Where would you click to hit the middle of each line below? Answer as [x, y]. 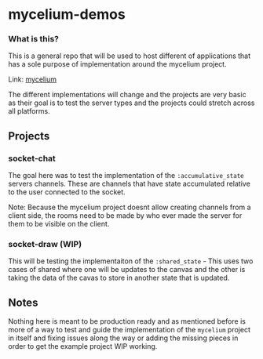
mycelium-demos [67, 15]
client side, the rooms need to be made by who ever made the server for [125, 216]
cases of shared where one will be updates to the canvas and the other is [127, 270]
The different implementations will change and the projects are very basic [127, 95]
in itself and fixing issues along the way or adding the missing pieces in [123, 338]
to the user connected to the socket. [67, 192]
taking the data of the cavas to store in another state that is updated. [119, 278]
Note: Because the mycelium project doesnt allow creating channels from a [130, 207]
